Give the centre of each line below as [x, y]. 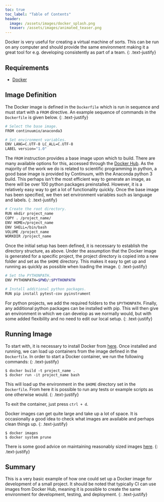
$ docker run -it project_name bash [42, 375]
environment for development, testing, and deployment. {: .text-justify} [76, 495]
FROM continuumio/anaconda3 [34, 131]
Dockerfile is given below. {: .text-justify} [47, 117]
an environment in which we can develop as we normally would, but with [78, 313]
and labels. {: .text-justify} [31, 200]
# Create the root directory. [36, 209]
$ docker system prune [28, 437]
